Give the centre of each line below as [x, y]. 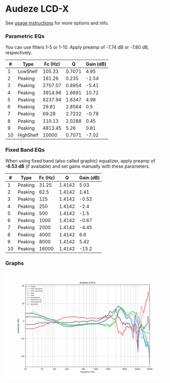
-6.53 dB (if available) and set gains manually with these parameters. [78, 167]
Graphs [15, 263]
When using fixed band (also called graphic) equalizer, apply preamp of [80, 161]
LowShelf [27, 71]
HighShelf [28, 135]
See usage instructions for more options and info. [57, 23]
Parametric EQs [25, 36]
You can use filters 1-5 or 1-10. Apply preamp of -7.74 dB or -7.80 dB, [77, 47]
